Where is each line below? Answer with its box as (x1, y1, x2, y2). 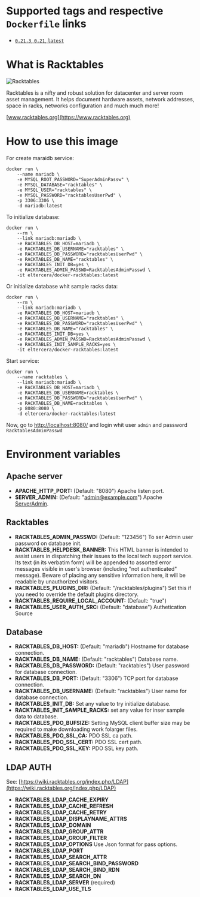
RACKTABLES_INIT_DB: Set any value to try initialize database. (14, 700, 171, 708)
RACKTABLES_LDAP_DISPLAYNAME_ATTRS (14, 815, 127, 823)
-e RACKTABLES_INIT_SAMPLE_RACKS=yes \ (17, 341, 116, 347)
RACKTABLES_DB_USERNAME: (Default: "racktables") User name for (14, 688, 187, 695)
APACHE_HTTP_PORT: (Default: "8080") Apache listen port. (14, 487, 164, 494)
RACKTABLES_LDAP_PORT (14, 847, 84, 854)
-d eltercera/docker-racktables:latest (17, 411, 116, 417)
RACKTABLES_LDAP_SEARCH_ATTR (14, 853, 107, 861)
